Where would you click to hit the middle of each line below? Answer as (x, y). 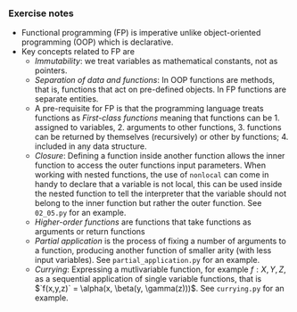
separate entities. (66, 99)
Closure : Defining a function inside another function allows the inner (160, 156)
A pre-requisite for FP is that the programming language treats (149, 109)
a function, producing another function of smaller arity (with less (153, 250)
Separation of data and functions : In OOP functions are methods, (155, 80)
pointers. (51, 70)
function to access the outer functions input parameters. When (150, 165)
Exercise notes (41, 13)
